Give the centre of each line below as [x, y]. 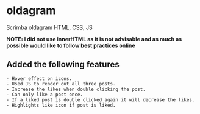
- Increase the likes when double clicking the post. [76, 89]
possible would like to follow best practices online [71, 45]
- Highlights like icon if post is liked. [61, 105]
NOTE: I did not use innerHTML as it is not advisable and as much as [94, 39]
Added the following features [63, 65]
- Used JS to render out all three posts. [61, 84]
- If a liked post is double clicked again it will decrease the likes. [101, 100]
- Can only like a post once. [45, 95]
